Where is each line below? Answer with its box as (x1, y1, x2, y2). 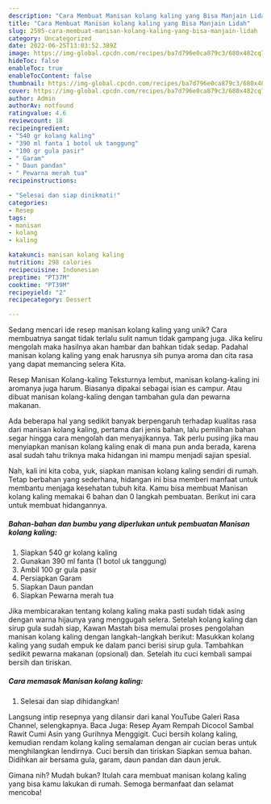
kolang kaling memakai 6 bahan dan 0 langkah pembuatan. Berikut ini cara (8, 492, 256, 502)
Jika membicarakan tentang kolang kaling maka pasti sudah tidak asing (8, 606, 245, 616)
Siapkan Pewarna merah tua (19, 590, 115, 601)
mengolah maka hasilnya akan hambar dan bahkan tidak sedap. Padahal (8, 342, 248, 352)
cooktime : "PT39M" (8, 281, 70, 289)
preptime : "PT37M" (8, 273, 70, 281)
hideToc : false (8, 57, 60, 65)
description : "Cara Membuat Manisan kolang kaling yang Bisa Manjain (8, 11, 248, 20)
